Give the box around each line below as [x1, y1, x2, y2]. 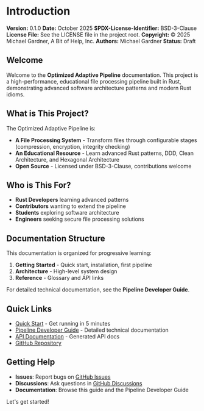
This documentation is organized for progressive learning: [6, 249, 152, 257]
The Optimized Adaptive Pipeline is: [6, 124, 96, 132]
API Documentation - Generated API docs [15, 333, 120, 340]
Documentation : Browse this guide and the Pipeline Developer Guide [15, 386, 189, 393]
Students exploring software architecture [15, 209, 119, 216]
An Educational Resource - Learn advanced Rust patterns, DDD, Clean [15, 149, 194, 157]
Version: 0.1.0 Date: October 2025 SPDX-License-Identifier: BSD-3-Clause [6, 24, 197, 32]
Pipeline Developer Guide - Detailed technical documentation [15, 326, 169, 334]
